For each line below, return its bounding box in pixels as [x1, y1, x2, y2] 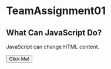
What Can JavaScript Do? [6, 28, 102, 38]
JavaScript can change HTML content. [6, 43, 100, 50]
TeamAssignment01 [6, 4, 106, 18]
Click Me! [9, 56, 29, 62]
